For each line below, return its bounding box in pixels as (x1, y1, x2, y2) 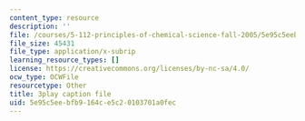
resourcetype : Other (9, 81, 88, 90)
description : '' (9, 22, 71, 31)
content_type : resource (9, 13, 100, 23)
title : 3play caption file (9, 89, 112, 98)
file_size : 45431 (9, 38, 75, 48)
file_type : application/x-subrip (9, 47, 136, 56)
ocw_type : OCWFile (9, 73, 79, 82)
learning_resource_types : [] (9, 55, 120, 65)
